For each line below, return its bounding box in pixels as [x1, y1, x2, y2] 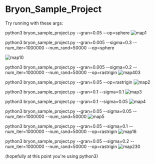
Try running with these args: [5, 20, 63, 26]
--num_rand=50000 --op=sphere [45, 44, 114, 50]
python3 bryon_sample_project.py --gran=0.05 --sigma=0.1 [5, 123, 128, 129]
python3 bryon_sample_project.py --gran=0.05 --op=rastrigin [5, 79, 132, 85]
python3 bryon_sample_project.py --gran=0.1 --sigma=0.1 [5, 88, 124, 94]
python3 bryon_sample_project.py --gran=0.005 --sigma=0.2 [5, 64, 132, 70]
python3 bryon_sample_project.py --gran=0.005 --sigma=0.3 [5, 39, 132, 45]
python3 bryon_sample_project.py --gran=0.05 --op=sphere [5, 29, 130, 35]
